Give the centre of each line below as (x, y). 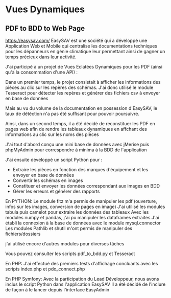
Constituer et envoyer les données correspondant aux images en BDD (86, 186)
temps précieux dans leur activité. (41, 57)
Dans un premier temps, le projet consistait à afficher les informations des (83, 82)
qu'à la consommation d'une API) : (42, 72)
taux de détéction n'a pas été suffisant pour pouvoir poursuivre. (72, 114)
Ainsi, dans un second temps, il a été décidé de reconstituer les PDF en (80, 123)
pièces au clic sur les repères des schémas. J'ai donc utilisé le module (79, 87)
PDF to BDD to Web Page (45, 28)
